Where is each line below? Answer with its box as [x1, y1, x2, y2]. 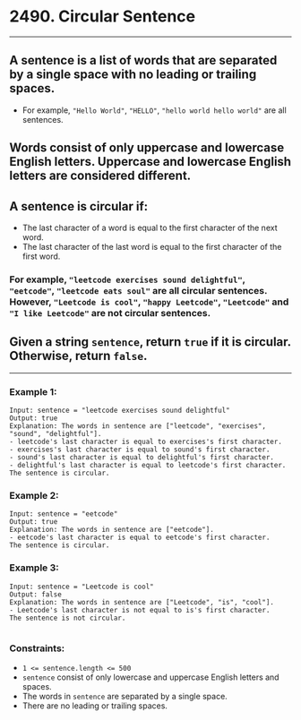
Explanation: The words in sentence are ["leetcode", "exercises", [9, 421, 267, 431]
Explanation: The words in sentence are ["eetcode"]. [9, 526, 215, 535]
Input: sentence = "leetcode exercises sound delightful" [9, 406, 230, 415]
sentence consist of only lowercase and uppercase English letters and [21, 672, 279, 682]
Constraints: [9, 642, 65, 655]
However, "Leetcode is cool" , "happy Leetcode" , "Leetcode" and [9, 296, 289, 308]
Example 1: [9, 385, 57, 398]
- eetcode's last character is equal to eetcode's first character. [9, 533, 271, 543]
